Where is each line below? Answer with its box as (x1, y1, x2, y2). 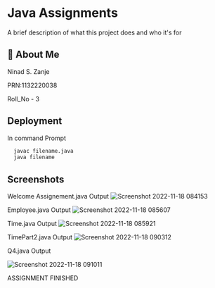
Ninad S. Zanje (7, 67, 51, 75)
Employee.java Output (7, 206, 72, 214)
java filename (13, 154, 55, 161)
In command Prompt (7, 134, 67, 142)
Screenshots (7, 173, 65, 185)
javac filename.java (13, 147, 74, 154)
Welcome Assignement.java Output (7, 192, 110, 201)
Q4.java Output (7, 246, 51, 255)
